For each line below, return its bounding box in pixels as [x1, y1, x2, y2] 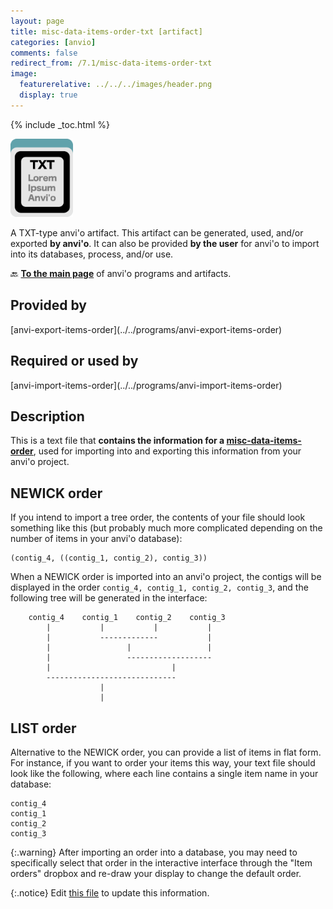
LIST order [10, 720, 77, 737]
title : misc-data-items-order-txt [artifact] [10, 26, 203, 37]
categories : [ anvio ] [10, 37, 97, 47]
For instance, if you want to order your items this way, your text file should [10, 757, 316, 769]
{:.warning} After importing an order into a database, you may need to [10, 846, 298, 859]
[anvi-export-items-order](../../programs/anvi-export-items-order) [10, 323, 283, 335]
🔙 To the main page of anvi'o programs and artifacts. [10, 268, 232, 279]
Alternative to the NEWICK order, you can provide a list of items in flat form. [10, 746, 322, 759]
